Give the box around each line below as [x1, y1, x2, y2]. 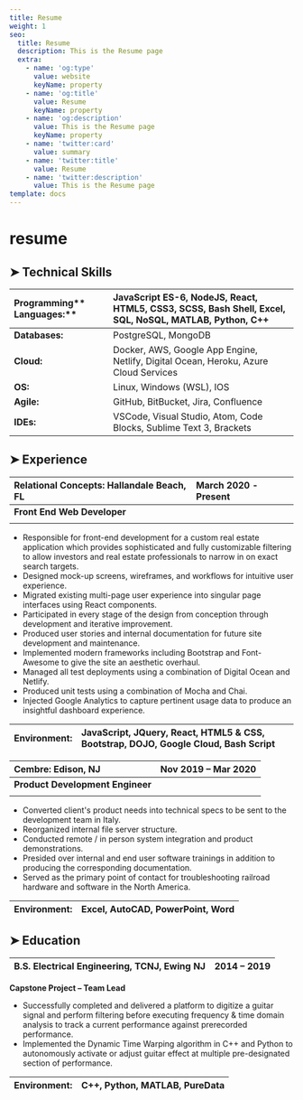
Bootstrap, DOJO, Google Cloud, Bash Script [80, 737, 276, 750]
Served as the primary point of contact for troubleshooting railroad [22, 872, 271, 882]
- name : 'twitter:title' [25, 155, 119, 165]
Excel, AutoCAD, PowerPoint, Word [80, 902, 235, 915]
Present [196, 489, 231, 502]
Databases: [14, 329, 64, 341]
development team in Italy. [22, 814, 122, 825]
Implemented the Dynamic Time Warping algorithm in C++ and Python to [22, 1038, 293, 1049]
